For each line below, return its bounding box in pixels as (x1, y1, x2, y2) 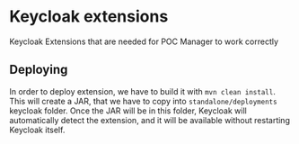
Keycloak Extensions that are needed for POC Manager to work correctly (9, 36, 279, 47)
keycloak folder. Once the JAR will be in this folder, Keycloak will (9, 105, 247, 116)
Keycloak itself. (9, 124, 66, 135)
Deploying (9, 62, 68, 77)
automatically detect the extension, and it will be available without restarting (9, 114, 290, 125)
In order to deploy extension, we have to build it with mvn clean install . (9, 85, 276, 96)
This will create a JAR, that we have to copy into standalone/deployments (9, 95, 277, 106)
